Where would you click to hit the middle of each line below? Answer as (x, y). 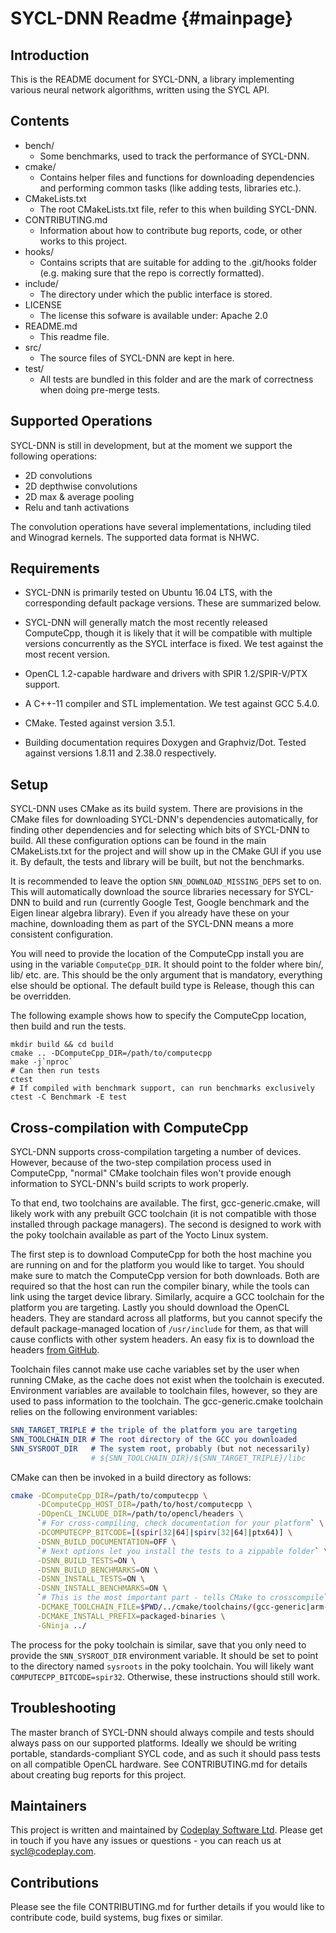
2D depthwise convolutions (81, 486)
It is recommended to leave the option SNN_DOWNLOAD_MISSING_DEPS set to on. (166, 881)
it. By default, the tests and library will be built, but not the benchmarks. (157, 862)
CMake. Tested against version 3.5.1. (100, 723)
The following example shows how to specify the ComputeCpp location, (158, 1016)
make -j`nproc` (42, 1062)
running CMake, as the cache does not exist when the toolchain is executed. (167, 1380)
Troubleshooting (63, 1708)
